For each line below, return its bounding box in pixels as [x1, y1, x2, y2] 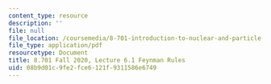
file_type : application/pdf [8, 42, 103, 50]
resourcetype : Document [8, 49, 89, 57]
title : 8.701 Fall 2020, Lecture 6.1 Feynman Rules [8, 57, 186, 65]
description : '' [8, 19, 63, 27]
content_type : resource [8, 11, 89, 20]
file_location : [8, 34, 60, 42]
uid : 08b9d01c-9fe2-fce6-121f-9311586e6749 [8, 64, 157, 72]
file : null [8, 26, 45, 34]
